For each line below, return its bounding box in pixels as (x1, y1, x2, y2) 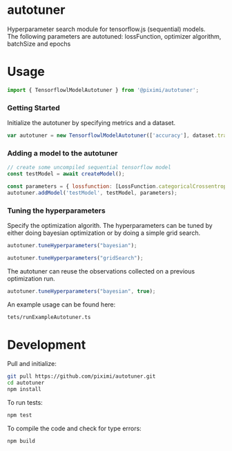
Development (7, 337, 86, 352)
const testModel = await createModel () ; (7, 171, 126, 177)
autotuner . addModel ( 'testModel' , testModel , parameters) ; (7, 189, 177, 196)
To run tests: (7, 399, 43, 407)
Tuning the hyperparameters (7, 206, 106, 215)
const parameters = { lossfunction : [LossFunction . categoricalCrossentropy (7, 182, 230, 190)
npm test (7, 412, 32, 419)
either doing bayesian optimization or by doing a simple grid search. (7, 229, 201, 237)
